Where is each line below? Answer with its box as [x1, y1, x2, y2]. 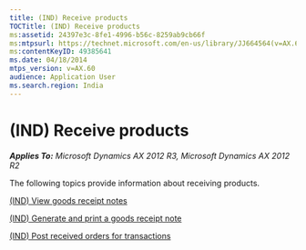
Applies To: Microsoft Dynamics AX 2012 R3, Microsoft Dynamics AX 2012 [9, 150, 291, 161]
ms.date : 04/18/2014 [9, 55, 88, 65]
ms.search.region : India [9, 81, 104, 90]
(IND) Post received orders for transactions [9, 230, 171, 241]
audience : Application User [9, 73, 117, 82]
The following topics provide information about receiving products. [9, 177, 260, 188]
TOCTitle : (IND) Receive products [9, 22, 141, 31]
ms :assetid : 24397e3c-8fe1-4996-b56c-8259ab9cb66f [9, 30, 206, 39]
